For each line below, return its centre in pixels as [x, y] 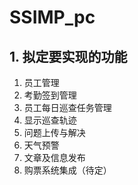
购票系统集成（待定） [67, 170]
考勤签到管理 [50, 95]
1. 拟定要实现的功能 [68, 56]
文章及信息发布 [54, 157]
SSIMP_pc [52, 17]
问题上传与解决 [54, 132]
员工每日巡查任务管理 [67, 107]
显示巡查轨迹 [50, 120]
